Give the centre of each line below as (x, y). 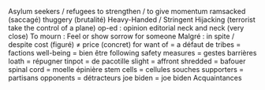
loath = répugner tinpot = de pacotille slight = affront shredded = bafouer (127, 61)
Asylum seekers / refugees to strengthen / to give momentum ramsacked (127, 11)
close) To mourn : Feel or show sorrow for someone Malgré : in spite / (121, 36)
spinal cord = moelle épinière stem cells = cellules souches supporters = (126, 69)
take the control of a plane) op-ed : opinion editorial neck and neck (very (126, 28)
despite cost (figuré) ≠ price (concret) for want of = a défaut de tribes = (125, 45)
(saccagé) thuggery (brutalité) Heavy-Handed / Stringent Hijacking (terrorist (132, 20)
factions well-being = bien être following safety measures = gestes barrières (132, 53)
